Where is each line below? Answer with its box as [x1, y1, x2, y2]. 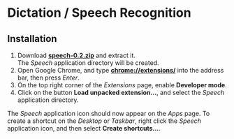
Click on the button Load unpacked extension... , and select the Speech [17, 89, 225, 96]
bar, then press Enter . [17, 73, 80, 82]
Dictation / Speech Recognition [7, 5, 191, 21]
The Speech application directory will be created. [17, 59, 159, 67]
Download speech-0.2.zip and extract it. [17, 51, 136, 59]
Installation [7, 33, 57, 45]
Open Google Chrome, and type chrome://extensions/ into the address [17, 66, 224, 74]
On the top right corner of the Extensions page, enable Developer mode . [17, 81, 227, 89]
